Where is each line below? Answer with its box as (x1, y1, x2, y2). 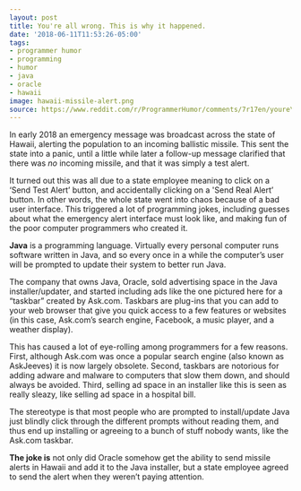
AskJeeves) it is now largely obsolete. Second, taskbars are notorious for (9, 360, 279, 372)
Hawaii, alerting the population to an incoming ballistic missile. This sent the (9, 139, 289, 150)
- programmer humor (9, 47, 82, 56)
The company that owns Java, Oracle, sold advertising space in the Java (9, 277, 278, 288)
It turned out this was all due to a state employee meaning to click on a (9, 176, 271, 186)
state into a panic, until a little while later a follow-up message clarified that (9, 149, 286, 159)
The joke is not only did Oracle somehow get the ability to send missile (9, 452, 271, 463)
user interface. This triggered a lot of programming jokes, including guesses (9, 203, 290, 215)
